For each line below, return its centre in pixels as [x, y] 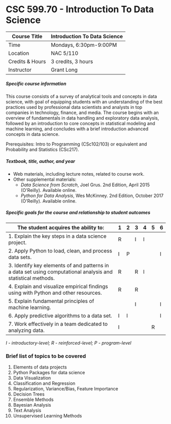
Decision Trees [29, 394]
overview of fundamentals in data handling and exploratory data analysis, [82, 118]
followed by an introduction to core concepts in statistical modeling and [80, 123]
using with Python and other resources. [55, 293]
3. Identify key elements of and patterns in [59, 265]
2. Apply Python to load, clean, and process [60, 250]
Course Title [27, 36]
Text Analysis [27, 410]
